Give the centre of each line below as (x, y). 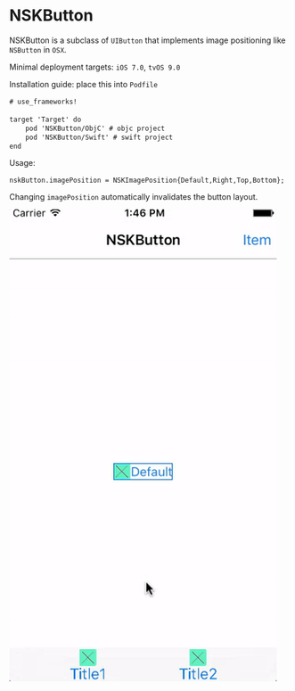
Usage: (22, 162)
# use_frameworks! (43, 102)
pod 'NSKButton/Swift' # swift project (99, 137)
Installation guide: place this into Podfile (84, 84)
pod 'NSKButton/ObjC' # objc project (95, 128)
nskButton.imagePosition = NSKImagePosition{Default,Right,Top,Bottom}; (147, 180)
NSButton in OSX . (38, 49)
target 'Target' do (45, 119)
